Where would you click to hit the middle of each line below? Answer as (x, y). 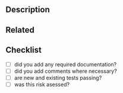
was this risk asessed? (42, 84)
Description (28, 10)
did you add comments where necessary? (65, 71)
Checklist (24, 50)
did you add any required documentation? (65, 64)
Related (20, 30)
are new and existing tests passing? (58, 78)
